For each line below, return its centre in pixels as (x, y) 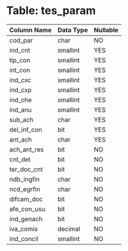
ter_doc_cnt (26, 169)
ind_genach (26, 219)
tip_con (20, 60)
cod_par (21, 40)
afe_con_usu (27, 209)
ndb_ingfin (25, 179)
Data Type (73, 30)
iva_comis (24, 228)
